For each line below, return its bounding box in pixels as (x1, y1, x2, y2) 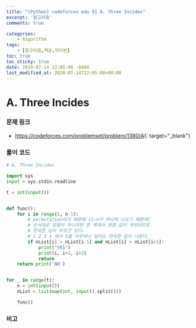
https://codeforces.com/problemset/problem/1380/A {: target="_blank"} (14, 132, 191, 139)
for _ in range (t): (6, 277, 55, 284)
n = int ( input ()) (17, 283, 60, 289)
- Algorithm (17, 37, 47, 43)
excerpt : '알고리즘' (6, 14, 53, 20)
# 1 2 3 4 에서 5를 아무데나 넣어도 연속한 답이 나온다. (27, 233, 150, 240)
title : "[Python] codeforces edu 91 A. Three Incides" (6, 8, 146, 15)
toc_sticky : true (6, 58, 50, 65)
